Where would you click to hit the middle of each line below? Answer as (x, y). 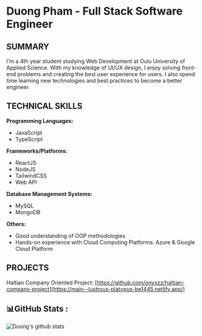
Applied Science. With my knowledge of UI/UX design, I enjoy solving (93, 68)
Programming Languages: (40, 121)
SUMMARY (28, 47)
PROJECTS (28, 268)
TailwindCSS (31, 175)
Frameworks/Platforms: (37, 151)
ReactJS (26, 163)
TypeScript (29, 139)
